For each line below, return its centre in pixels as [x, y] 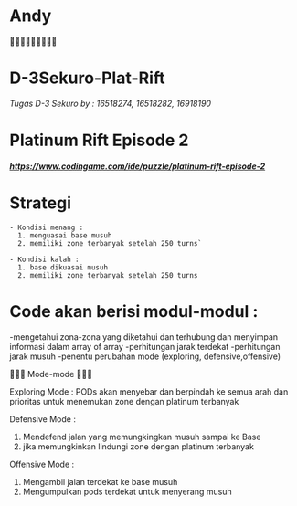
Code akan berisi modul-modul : [134, 311]
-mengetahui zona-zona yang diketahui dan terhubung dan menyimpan [144, 337]
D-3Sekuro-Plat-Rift [88, 78]
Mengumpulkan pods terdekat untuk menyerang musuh [127, 491]
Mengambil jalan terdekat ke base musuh [100, 481]
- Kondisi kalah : [44, 259]
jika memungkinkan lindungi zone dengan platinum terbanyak [138, 446]
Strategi [40, 203]
